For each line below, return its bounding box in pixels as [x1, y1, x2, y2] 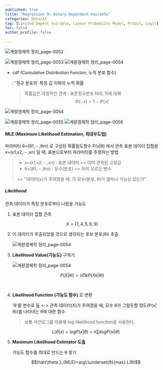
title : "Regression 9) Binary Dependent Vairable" [5, 12, 111, 17]
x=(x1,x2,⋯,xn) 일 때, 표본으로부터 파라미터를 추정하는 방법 [5, 149, 119, 155]
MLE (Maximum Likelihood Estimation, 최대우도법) [5, 131, 107, 137]
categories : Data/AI [5, 16, 47, 21]
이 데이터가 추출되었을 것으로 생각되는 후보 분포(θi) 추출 [12, 231, 118, 237]
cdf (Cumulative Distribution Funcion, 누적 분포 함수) [12, 69, 116, 75]
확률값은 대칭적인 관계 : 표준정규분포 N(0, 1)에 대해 [24, 90, 121, 96]
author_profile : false [5, 30, 51, 35]
